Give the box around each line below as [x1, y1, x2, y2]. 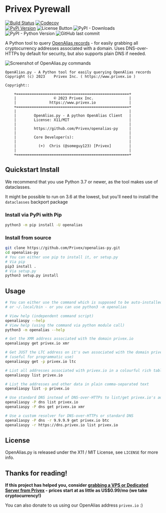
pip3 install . [5, 264, 37, 269]
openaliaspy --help [5, 318, 45, 323]
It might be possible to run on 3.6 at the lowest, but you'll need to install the [5, 193, 159, 199]
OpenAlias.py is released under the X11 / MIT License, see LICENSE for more [5, 450, 158, 456]
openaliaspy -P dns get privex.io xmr [5, 404, 85, 409]
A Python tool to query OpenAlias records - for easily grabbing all [5, 40, 138, 46]
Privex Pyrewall [5, 3, 70, 15]
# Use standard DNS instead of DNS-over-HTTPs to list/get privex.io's [5, 395, 156, 400]
